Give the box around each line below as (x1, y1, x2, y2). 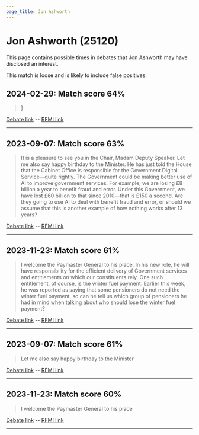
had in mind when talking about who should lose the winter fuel (20, 299, 176, 306)
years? (20, 211, 37, 218)
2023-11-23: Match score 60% (6, 389, 122, 399)
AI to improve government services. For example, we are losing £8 (20, 180, 183, 187)
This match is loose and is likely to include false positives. (6, 72, 147, 79)
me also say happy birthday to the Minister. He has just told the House (20, 161, 192, 168)
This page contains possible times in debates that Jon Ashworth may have (6, 54, 188, 61)
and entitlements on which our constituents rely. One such (20, 274, 163, 280)
